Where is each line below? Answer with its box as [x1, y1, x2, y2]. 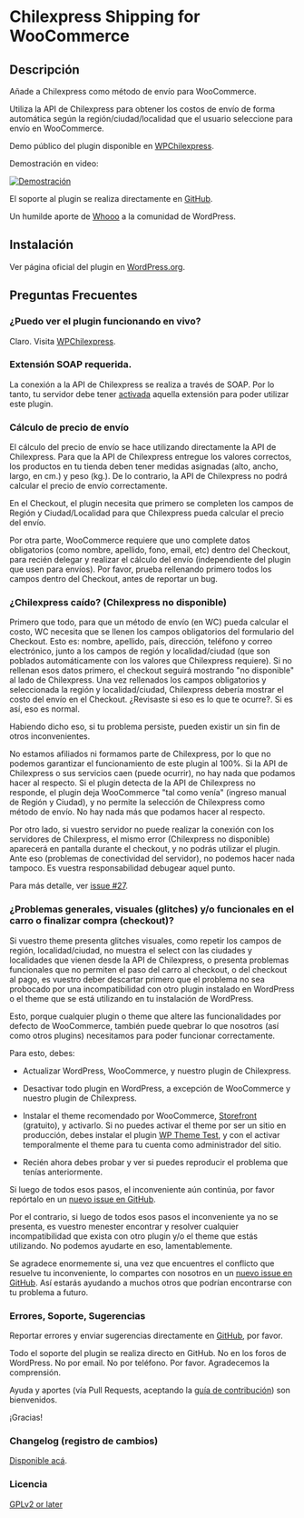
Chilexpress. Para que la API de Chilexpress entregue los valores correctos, [9, 452, 292, 463]
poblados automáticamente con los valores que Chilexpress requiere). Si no [9, 655, 292, 666]
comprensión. [9, 1366, 62, 1378]
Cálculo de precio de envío [9, 421, 130, 434]
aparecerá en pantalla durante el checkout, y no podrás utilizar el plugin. [9, 844, 280, 854]
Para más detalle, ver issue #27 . [9, 880, 129, 892]
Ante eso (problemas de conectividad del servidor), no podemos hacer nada [9, 853, 295, 864]
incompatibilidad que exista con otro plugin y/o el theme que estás [9, 1230, 259, 1242]
